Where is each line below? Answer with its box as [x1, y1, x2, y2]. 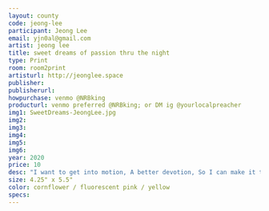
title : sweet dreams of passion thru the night [8, 49, 171, 57]
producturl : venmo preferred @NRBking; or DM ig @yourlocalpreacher [8, 101, 242, 109]
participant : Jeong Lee [8, 26, 88, 34]
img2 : [8, 116, 26, 124]
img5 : [8, 138, 26, 147]
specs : [8, 190, 30, 199]
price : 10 [8, 161, 42, 169]
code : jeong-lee [8, 19, 62, 27]
